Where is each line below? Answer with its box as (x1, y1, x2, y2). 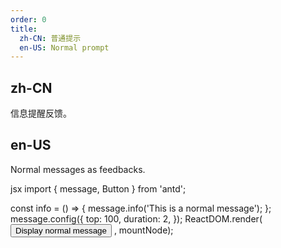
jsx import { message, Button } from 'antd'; (10, 182, 187, 195)
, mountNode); (113, 224, 174, 236)
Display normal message (15, 225, 107, 236)
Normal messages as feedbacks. (10, 163, 146, 175)
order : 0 (10, 14, 47, 25)
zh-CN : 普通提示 (19, 33, 82, 43)
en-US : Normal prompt (19, 42, 110, 53)
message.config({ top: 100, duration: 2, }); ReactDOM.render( (10, 212, 263, 225)
